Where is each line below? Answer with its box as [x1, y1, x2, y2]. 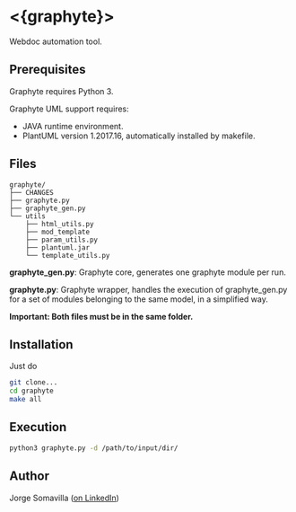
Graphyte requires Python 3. [9, 85, 114, 96]
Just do [9, 361, 38, 372]
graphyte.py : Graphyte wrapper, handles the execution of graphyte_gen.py [9, 284, 288, 295]
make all [9, 395, 42, 404]
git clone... [9, 378, 58, 387]
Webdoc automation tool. [9, 36, 103, 47]
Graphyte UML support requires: [9, 103, 130, 114]
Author [9, 469, 49, 484]
